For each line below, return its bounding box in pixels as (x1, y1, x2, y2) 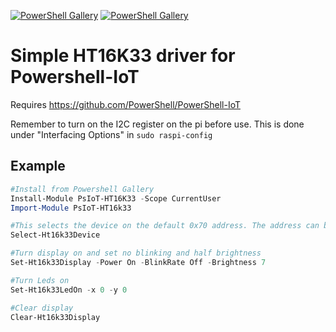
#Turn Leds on (10, 275, 70, 285)
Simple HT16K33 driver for (10, 45, 236, 67)
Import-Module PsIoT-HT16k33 (10, 203, 132, 213)
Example (10, 158, 66, 175)
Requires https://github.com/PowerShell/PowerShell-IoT (10, 98, 241, 110)
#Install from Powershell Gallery (10, 184, 155, 194)
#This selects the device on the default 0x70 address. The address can (10, 221, 320, 231)
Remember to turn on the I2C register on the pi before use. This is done (10, 118, 305, 130)
